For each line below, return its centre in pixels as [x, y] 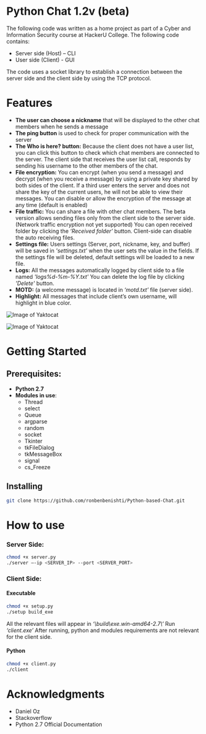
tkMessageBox [43, 454]
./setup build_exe [30, 612]
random [34, 428]
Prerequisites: [34, 374]
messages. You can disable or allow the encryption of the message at [103, 198]
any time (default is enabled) [51, 205]
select [32, 408]
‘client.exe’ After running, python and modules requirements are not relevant [103, 630]
